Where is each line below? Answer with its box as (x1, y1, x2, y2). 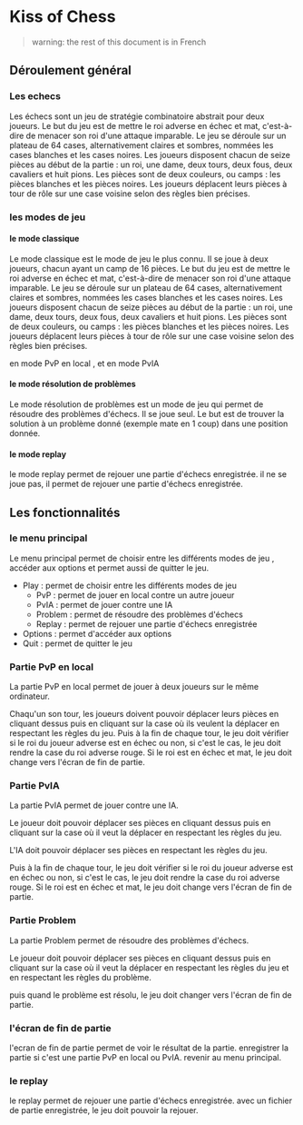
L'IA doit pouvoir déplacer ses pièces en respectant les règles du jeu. (9, 845, 268, 856)
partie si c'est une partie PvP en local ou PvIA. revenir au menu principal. (9, 1052, 282, 1063)
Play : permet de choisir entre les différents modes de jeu (22, 580, 238, 591)
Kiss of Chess (9, 6, 116, 27)
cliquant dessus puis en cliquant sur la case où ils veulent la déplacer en (9, 718, 279, 729)
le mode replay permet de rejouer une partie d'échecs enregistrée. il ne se (9, 469, 288, 480)
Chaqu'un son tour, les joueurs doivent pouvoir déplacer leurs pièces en (9, 709, 279, 720)
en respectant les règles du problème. (9, 971, 151, 982)
